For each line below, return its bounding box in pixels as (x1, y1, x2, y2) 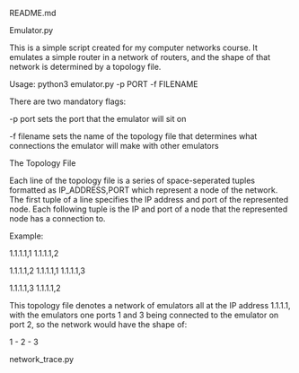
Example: (9, 230, 44, 241)
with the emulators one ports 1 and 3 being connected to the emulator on (9, 309, 279, 320)
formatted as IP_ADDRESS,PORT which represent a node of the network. (9, 185, 278, 195)
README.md (9, 8, 57, 18)
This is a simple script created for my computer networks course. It (9, 42, 259, 53)
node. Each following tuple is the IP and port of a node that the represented (9, 204, 288, 214)
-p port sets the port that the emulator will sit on (9, 114, 187, 124)
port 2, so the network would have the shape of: (9, 319, 188, 330)
